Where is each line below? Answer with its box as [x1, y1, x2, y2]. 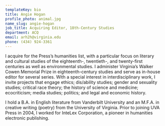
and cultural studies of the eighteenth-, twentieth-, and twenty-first [5, 58, 143, 64]
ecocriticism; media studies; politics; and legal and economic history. [5, 89, 147, 95]
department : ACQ [5, 30, 39, 35]
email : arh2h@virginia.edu [5, 35, 61, 40]
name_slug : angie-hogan [5, 21, 55, 26]
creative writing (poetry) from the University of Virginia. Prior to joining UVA [5, 104, 160, 110]
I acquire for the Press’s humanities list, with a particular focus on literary [5, 53, 155, 59]
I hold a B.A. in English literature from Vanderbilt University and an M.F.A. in [5, 99, 160, 105]
